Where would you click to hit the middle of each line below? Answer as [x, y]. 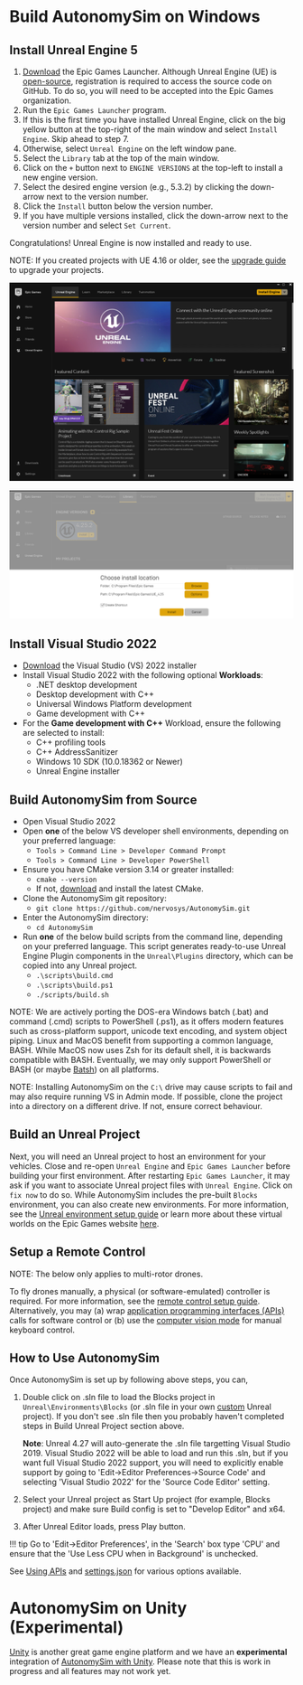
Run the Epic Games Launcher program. [94, 110]
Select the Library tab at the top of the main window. [121, 158]
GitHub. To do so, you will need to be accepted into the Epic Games [148, 91]
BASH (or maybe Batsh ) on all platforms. [84, 1069]
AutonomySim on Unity [98, 1608]
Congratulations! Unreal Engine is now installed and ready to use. [131, 243]
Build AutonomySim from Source [103, 800]
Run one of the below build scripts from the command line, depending [152, 937]
